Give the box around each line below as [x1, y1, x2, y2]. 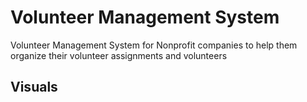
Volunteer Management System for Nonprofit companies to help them [10, 39, 298, 51]
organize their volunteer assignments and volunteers [10, 49, 228, 61]
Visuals [10, 79, 58, 96]
